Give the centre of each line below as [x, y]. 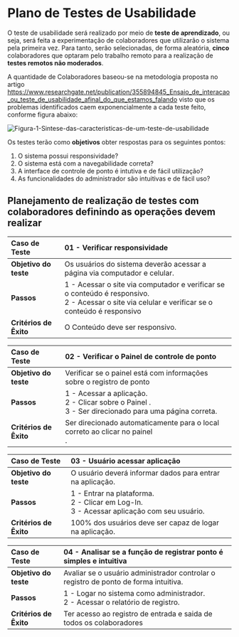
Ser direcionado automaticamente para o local [142, 422]
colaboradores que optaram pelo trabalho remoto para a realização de [110, 55]
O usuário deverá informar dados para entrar [145, 473]
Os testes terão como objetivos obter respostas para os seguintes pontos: [117, 142]
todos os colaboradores [103, 622]
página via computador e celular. [119, 273]
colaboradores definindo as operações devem [111, 212]
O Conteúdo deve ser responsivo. [120, 327]
